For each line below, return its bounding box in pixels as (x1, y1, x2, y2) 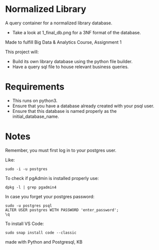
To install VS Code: (5, 220, 44, 227)
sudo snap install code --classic (5, 230, 77, 235)
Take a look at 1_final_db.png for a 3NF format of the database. (12, 29, 141, 35)
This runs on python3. (12, 97, 58, 103)
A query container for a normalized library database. (5, 20, 113, 26)
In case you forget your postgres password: (5, 193, 95, 199)
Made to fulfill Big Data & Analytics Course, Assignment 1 (5, 39, 122, 45)
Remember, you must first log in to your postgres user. (5, 147, 117, 153)
